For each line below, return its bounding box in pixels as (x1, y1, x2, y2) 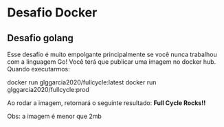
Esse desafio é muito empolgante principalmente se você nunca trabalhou (7, 50, 218, 58)
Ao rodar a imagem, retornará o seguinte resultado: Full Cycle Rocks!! (7, 99, 206, 107)
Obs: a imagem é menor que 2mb (7, 112, 102, 120)
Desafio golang (7, 32, 74, 44)
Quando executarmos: (7, 65, 70, 73)
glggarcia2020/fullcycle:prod (7, 86, 89, 93)
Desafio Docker (7, 5, 98, 21)
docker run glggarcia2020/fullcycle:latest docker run (7, 78, 157, 86)
